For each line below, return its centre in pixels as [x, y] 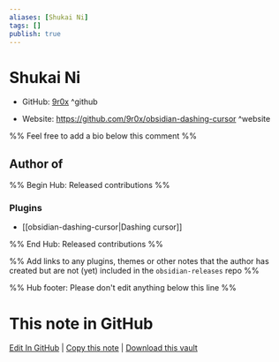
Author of [36, 164]
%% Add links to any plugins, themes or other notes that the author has [139, 261]
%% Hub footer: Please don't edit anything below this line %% [123, 288]
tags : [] [25, 26]
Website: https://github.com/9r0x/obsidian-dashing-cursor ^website [146, 119]
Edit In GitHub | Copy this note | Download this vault [104, 348]
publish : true [35, 34]
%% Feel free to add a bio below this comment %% [103, 136]
